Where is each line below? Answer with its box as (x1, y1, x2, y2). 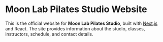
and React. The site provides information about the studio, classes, (5, 25, 145, 31)
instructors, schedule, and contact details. (5, 31, 93, 37)
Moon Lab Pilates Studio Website (5, 4, 147, 15)
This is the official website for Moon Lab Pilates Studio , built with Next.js (5, 20, 158, 26)
